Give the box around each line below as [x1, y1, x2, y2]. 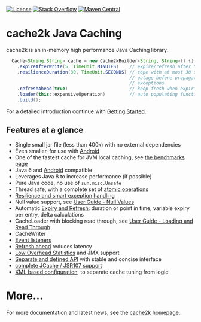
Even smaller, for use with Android [14, 147, 100, 154]
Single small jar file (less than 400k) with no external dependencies [14, 141, 181, 148]
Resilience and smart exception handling [14, 192, 115, 199]
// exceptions [129, 80, 165, 86]
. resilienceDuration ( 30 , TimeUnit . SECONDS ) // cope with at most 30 [17, 69, 191, 75]
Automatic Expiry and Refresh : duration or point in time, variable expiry [14, 204, 190, 212]
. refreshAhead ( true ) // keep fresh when [17, 86, 178, 92]
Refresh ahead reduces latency [14, 242, 92, 250]
